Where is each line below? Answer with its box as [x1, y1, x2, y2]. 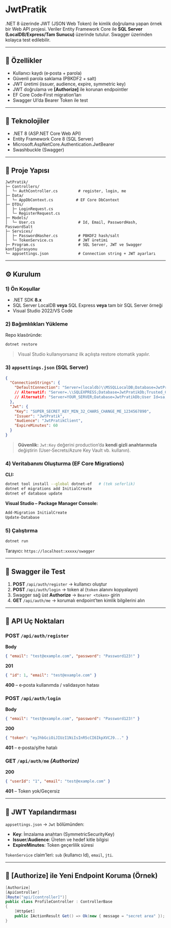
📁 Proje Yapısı [5, 166, 50, 175]
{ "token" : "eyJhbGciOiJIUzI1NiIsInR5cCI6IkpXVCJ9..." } [5, 735, 129, 740]
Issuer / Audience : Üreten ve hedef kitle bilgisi [12, 837, 109, 843]
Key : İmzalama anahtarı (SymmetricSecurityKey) [12, 831, 115, 838]
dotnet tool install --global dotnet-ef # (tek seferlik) [5, 481, 136, 486]
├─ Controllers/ [5, 184, 40, 190]
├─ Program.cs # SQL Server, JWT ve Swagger [5, 242, 142, 247]
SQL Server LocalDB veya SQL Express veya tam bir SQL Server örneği [12, 303, 163, 309]
